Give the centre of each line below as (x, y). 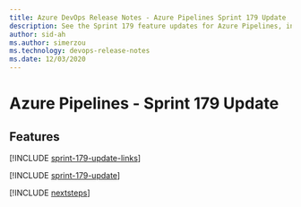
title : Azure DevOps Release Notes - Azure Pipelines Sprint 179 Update (148, 17)
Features (34, 137)
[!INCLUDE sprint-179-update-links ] (75, 158)
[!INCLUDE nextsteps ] (50, 193)
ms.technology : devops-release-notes (80, 51)
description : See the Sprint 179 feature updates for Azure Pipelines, (146, 26)
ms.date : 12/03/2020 (48, 59)
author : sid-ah (38, 34)
